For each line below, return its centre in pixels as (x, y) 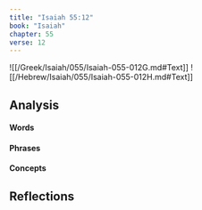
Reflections (42, 196)
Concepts (28, 168)
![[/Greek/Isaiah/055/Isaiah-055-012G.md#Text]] (99, 68)
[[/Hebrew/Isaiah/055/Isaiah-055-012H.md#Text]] (101, 77)
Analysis (34, 105)
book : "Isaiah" (38, 26)
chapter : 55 (31, 34)
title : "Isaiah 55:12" (51, 17)
